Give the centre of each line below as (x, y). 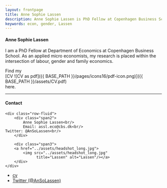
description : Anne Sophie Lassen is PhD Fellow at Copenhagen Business (81, 19)
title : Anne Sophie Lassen (33, 14)
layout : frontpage (24, 10)
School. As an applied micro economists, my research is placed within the (81, 56)
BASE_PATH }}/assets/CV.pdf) (36, 82)
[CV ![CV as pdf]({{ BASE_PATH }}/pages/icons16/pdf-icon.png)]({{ (74, 76)
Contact (14, 103)
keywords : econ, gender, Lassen (39, 24)
